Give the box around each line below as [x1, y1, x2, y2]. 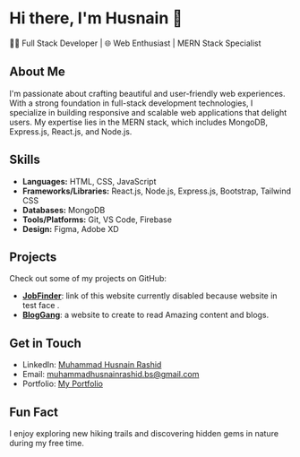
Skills [9, 152, 40, 168]
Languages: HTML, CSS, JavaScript [21, 176, 157, 186]
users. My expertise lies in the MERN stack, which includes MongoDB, [9, 116, 269, 127]
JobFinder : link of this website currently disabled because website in [21, 290, 278, 301]
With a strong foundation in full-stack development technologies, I [9, 98, 253, 108]
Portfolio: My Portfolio [21, 378, 103, 389]
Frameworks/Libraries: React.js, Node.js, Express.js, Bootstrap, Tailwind [21, 185, 292, 196]
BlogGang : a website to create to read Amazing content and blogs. [21, 309, 270, 321]
